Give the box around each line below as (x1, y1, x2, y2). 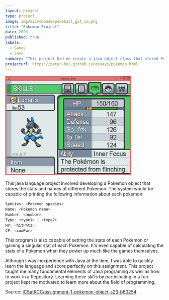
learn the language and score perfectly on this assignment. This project (5, 263, 153, 269)
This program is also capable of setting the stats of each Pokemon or (5, 237, 148, 243)
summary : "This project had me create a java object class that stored (5, 56, 158, 61)
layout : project (5, 8, 39, 13)
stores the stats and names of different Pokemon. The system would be (5, 186, 153, 192)
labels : (5, 40, 22, 45)
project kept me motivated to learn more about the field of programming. (5, 279, 156, 285)
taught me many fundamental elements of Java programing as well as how (5, 268, 160, 275)
